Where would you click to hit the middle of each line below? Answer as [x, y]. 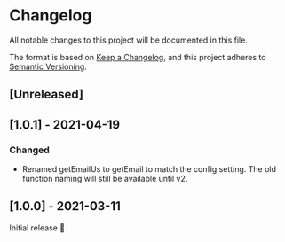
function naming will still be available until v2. [105, 179]
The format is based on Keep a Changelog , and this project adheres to [138, 57]
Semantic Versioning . [48, 66]
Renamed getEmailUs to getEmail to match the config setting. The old [149, 169]
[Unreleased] [47, 94]
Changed [30, 150]
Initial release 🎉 [37, 228]
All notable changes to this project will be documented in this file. [129, 40]
